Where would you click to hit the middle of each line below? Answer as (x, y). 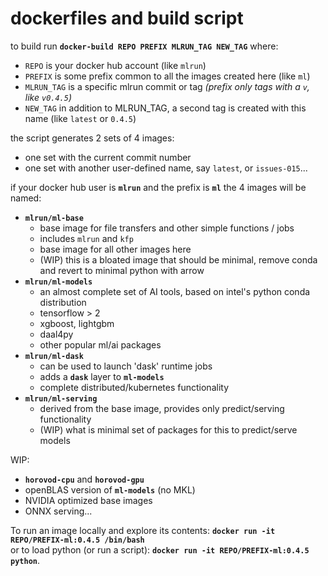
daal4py (56, 334)
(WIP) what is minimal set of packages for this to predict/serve (168, 429)
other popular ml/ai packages (100, 344)
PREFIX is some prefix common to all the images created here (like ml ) (167, 76)
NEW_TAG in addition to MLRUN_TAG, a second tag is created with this (165, 108)
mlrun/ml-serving (61, 398)
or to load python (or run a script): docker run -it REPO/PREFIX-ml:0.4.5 (160, 549)
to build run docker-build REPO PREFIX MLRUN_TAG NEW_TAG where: (144, 46)
